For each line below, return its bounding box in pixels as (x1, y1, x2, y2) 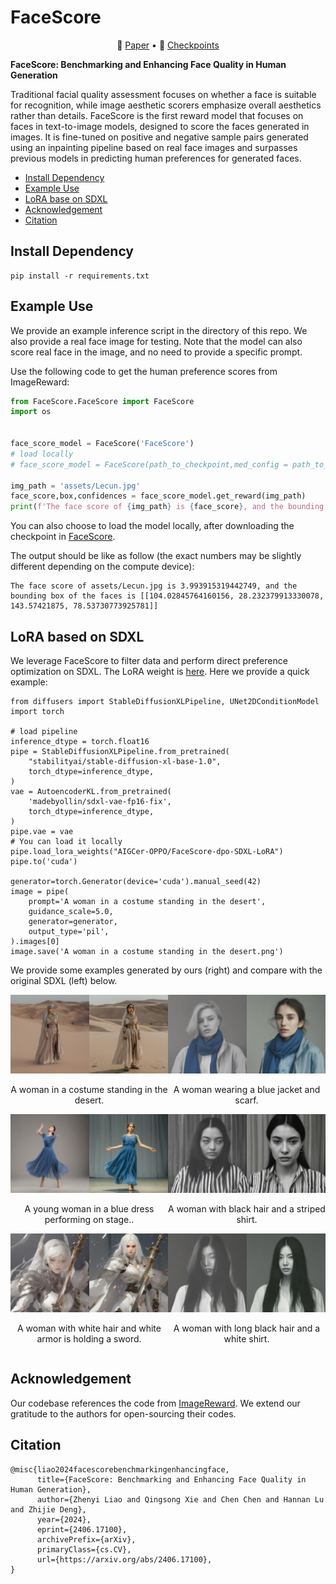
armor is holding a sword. (36, 1333, 142, 1345)
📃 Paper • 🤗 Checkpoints (116, 39, 220, 51)
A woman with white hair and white (17, 1322, 162, 1334)
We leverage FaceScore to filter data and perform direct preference (10, 655, 288, 666)
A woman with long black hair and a (173, 1322, 321, 1334)
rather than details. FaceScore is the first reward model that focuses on (10, 109, 304, 121)
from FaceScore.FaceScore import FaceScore (10, 396, 195, 406)
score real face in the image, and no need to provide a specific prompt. (10, 346, 303, 358)
